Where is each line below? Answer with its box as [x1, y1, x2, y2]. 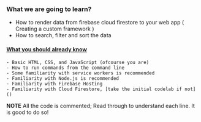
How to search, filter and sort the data [15, 32, 112, 39]
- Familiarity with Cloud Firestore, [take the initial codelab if [6, 86, 183, 92]
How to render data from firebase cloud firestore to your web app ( [15, 19, 184, 26]
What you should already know [6, 45, 88, 53]
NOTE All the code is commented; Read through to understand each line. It [6, 102, 195, 109]
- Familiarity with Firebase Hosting [6, 81, 103, 87]
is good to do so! [6, 109, 49, 116]
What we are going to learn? [6, 5, 92, 13]
